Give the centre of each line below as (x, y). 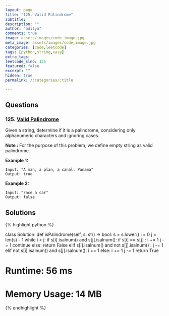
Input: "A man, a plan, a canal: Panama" (49, 170)
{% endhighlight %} (26, 308)
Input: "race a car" (27, 193)
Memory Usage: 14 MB (53, 294)
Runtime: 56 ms (39, 271)
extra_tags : (18, 57)
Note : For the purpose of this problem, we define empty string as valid (79, 145)
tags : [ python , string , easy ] (35, 52)
